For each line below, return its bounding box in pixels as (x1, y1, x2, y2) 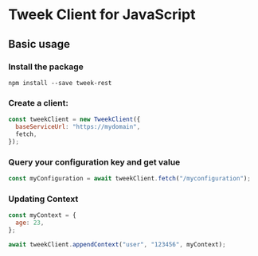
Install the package (8, 61, 84, 72)
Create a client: (8, 97, 69, 108)
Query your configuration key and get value (8, 157, 181, 168)
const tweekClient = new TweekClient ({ (8, 115, 141, 124)
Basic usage (8, 37, 70, 51)
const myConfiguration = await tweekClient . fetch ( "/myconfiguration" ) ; (8, 174, 251, 182)
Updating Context (8, 193, 79, 204)
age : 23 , (15, 219, 45, 227)
